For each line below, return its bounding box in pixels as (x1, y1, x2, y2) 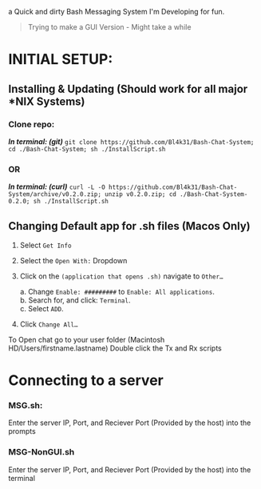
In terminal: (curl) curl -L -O (8, 182, 105, 191)
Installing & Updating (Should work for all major (8, 82, 248, 95)
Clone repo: (8, 118, 55, 130)
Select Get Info (19, 240, 72, 250)
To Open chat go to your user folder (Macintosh (8, 335, 165, 344)
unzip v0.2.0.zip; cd (105, 190, 177, 198)
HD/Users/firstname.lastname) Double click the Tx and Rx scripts (8, 343, 222, 353)
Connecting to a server (8, 371, 164, 390)
